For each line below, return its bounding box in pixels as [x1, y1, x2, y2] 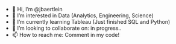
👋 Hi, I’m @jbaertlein [11, 6, 63, 12]
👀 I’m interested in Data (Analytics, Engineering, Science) [11, 12, 154, 19]
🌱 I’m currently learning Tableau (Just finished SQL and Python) [11, 18, 171, 25]
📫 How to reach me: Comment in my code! [11, 32, 120, 38]
